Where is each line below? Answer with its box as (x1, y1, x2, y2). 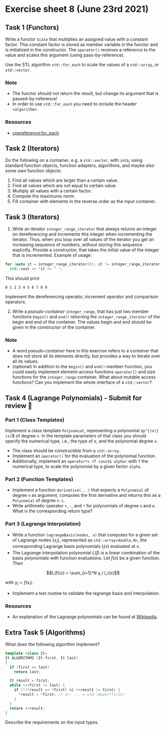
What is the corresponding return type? (12, 508, 93, 514)
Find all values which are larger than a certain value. (12, 177, 119, 184)
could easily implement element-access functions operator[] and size (12, 369, 156, 375)
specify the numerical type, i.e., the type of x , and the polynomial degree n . (5, 438, 158, 444)
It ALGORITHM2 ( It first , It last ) (5, 655, 79, 660)
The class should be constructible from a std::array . (12, 447, 121, 453)
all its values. (12, 358, 39, 364)
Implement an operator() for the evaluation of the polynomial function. (12, 453, 157, 459)
